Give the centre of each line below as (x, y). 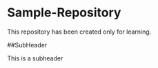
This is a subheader (35, 58)
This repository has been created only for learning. (79, 32)
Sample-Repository (64, 13)
